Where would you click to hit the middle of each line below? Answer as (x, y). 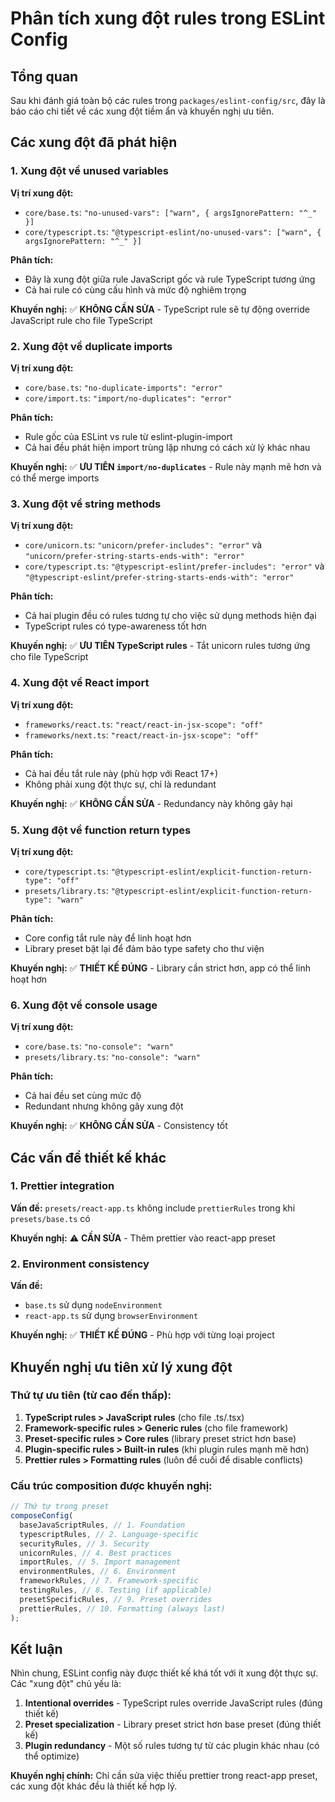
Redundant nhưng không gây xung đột (104, 1106)
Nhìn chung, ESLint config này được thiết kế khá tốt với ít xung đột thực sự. (164, 1673)
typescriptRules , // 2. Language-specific (109, 1534)
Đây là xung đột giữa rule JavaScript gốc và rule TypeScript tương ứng (170, 279)
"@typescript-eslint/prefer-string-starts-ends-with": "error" (159, 578)
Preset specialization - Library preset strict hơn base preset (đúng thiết (173, 1724)
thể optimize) (52, 1756)
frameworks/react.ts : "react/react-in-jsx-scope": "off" (144, 724)
